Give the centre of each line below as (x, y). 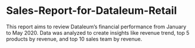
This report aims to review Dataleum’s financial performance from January (96, 27)
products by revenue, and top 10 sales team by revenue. (74, 39)
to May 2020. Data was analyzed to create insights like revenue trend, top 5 (98, 32)
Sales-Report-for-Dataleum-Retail (92, 11)
